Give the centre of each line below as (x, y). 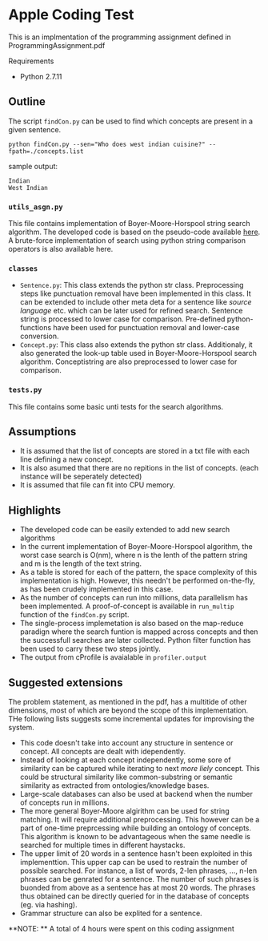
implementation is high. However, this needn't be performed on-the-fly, (138, 581)
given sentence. (35, 129)
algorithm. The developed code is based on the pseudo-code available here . (134, 232)
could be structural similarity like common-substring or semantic (126, 777)
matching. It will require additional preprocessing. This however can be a (140, 820)
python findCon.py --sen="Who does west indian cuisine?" (107, 144)
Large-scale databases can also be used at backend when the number (136, 794)
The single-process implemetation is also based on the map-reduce (132, 624)
